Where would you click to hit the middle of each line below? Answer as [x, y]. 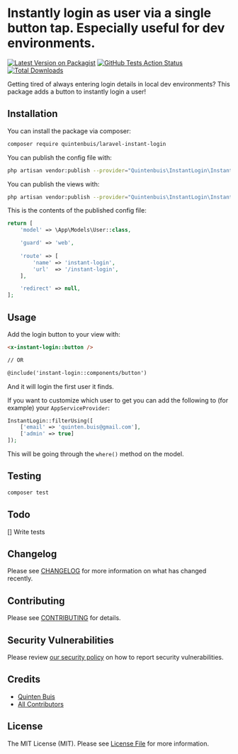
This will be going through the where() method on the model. [96, 454]
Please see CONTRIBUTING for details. [64, 618]
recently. [20, 578]
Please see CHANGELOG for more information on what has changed [107, 571]
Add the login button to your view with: [64, 334]
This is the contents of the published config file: [77, 210]
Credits [24, 679]
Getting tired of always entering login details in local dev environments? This [119, 84]
